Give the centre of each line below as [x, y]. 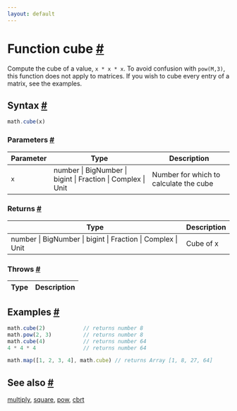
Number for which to [186, 174]
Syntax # [28, 106]
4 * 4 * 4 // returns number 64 [77, 348]
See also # [31, 382]
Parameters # [31, 140]
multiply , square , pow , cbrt [46, 400]
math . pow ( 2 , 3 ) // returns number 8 [75, 335]
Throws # [24, 269]
